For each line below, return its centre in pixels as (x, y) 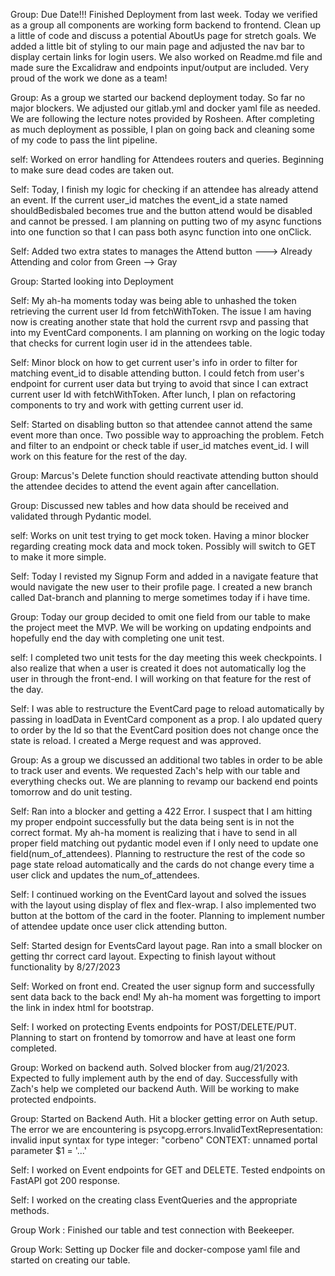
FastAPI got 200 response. (65, 1180)
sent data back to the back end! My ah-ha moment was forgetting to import (165, 997)
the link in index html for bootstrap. (82, 1007)
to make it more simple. (58, 557)
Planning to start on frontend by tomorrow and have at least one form (153, 1037)
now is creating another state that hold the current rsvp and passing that (159, 322)
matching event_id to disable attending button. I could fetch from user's (157, 373)
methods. (30, 1210)
